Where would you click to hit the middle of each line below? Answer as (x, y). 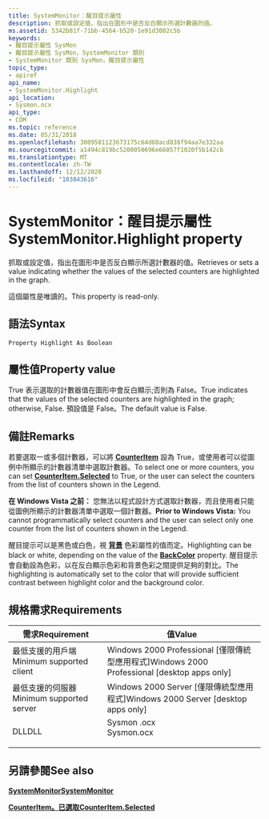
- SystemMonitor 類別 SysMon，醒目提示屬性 (76, 61)
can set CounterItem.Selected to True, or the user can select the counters (132, 476)
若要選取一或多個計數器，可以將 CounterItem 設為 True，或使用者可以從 (128, 457)
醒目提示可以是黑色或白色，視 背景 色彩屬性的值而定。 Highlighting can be (130, 545)
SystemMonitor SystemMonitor (61, 790)
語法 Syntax (37, 324)
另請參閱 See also (51, 771)
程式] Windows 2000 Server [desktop (177, 699)
